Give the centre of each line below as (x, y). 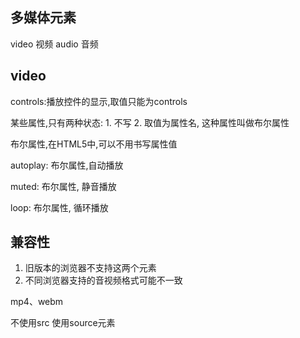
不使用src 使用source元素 (63, 323)
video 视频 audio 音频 (54, 44)
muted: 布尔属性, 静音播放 (63, 186)
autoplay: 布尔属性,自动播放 (67, 165)
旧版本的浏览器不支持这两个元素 (90, 268)
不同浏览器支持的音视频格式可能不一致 (103, 280)
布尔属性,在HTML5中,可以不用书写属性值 (94, 144)
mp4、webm (37, 302)
